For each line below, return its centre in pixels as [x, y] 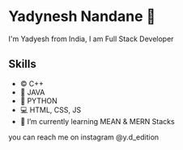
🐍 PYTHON [39, 101]
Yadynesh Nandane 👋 [82, 17]
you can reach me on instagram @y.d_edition [84, 137]
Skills [22, 64]
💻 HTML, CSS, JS [51, 110]
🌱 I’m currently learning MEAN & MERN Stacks [98, 121]
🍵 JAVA [32, 92]
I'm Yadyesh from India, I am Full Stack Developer [91, 39]
